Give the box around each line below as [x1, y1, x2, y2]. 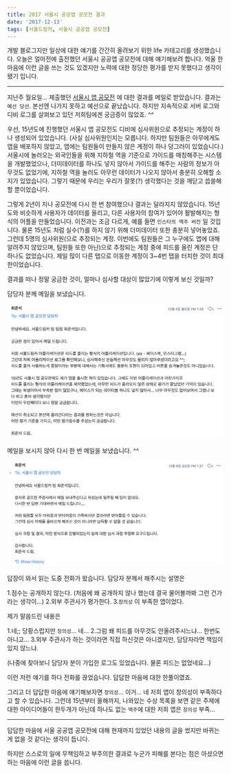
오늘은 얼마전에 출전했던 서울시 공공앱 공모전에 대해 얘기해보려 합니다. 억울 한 [16, 55, 223, 63]
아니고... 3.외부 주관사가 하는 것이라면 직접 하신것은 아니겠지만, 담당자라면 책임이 [7, 635, 223, 643]
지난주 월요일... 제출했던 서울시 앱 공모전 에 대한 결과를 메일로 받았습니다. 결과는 [7, 93, 221, 101]
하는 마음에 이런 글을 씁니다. [7, 758, 82, 766]
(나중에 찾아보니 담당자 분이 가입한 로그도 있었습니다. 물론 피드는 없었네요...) [7, 659, 211, 667]
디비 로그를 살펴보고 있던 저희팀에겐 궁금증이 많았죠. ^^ [7, 110, 155, 119]
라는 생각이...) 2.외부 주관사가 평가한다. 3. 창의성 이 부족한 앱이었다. [7, 597, 184, 605]
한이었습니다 [7, 261, 41, 269]
